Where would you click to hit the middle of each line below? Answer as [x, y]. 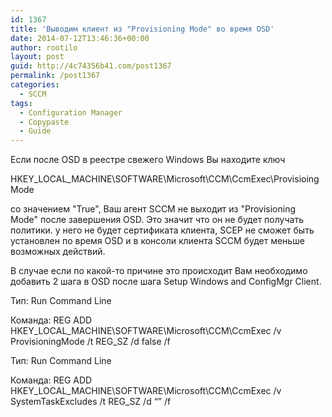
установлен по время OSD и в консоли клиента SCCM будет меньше [157, 241]
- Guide [35, 131]
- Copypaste [44, 122]
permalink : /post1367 [55, 76]
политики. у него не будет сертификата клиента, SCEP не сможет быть [162, 230]
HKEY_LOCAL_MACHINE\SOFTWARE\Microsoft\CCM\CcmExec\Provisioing [165, 179]
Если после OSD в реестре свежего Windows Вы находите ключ [148, 160]
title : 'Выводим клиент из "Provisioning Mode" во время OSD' [142, 29]
